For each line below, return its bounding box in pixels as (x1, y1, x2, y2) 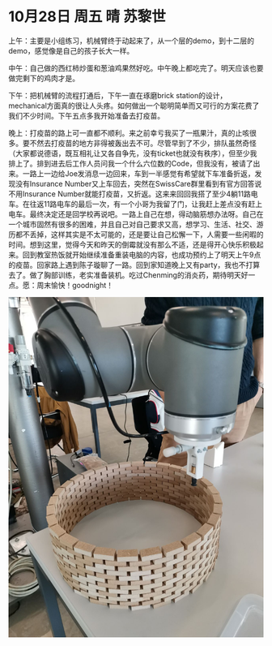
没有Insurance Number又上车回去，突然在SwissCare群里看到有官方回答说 (15, 179, 262, 188)
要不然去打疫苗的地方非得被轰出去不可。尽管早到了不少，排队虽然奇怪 (22, 138, 257, 148)
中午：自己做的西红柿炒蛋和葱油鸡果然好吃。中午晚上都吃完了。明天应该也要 (8, 62, 264, 73)
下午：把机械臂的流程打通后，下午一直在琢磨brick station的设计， (8, 90, 227, 100)
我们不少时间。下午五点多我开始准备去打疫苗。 (8, 110, 164, 120)
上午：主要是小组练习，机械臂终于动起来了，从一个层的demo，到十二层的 (8, 36, 255, 45)
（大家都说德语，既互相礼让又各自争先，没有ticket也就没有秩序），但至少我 (8, 148, 257, 158)
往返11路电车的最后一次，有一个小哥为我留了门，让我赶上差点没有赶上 (29, 199, 263, 209)
